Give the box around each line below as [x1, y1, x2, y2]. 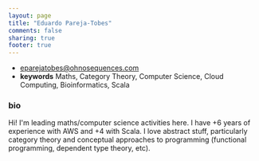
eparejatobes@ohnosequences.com [19, 63, 139, 73]
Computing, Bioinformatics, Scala [19, 80, 130, 90]
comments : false [8, 26, 62, 34]
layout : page [8, 11, 52, 20]
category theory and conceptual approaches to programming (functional [8, 135, 247, 144]
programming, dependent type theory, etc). [8, 143, 151, 153]
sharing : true [8, 33, 56, 42]
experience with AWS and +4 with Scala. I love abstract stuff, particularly [8, 127, 249, 136]
